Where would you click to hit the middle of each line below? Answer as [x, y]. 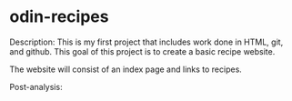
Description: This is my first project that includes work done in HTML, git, [146, 42]
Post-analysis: [36, 86]
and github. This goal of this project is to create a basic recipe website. [142, 51]
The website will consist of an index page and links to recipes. [126, 69]
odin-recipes [59, 17]
